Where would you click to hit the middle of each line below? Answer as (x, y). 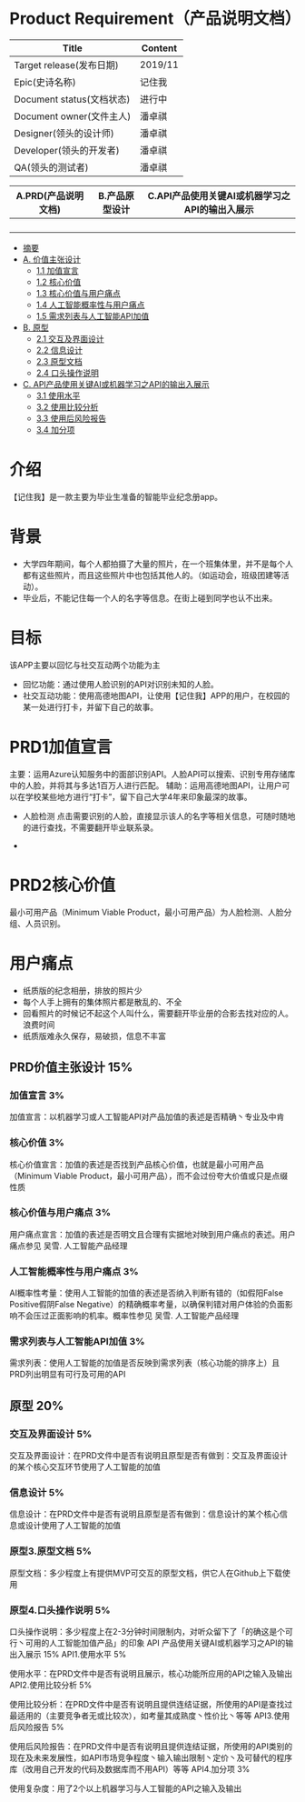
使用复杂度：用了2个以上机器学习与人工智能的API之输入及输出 (126, 1788)
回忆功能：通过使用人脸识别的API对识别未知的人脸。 (121, 684)
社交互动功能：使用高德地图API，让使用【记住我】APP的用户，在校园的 (156, 696)
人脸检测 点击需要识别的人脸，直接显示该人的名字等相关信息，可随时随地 (159, 816)
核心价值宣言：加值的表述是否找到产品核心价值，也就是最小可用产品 (137, 1164)
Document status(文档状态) (72, 99)
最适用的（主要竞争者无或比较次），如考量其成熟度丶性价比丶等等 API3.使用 (150, 1716)
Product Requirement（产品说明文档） (155, 19)
